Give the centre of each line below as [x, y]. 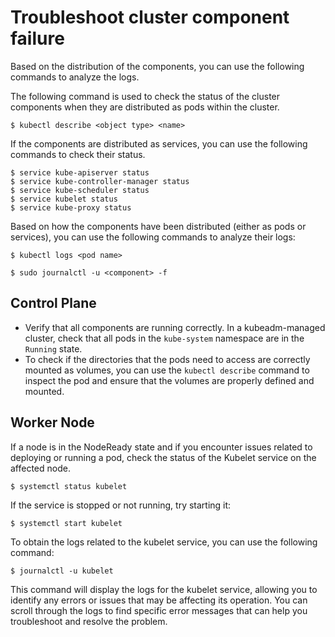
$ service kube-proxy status [71, 207]
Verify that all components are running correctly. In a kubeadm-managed [175, 327]
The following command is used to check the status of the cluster [145, 96]
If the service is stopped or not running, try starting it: [121, 505]
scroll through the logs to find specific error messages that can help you [159, 610]
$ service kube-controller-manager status [100, 181]
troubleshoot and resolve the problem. [89, 621]
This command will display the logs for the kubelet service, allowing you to [164, 589]
